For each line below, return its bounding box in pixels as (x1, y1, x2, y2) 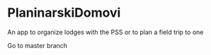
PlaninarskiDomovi (7, 5, 121, 21)
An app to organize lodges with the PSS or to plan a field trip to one (7, 28, 204, 36)
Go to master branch (7, 41, 68, 49)
